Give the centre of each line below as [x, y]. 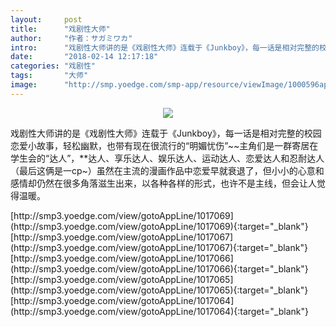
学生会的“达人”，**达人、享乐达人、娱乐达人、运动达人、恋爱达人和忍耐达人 [167, 158]
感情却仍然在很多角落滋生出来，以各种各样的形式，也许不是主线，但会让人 [163, 183]
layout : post [46, 19]
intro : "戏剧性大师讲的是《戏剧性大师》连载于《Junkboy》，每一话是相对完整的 [165, 47]
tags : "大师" [49, 76]
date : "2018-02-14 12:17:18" [84, 57]
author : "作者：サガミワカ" [71, 38]
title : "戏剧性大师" [60, 29]
